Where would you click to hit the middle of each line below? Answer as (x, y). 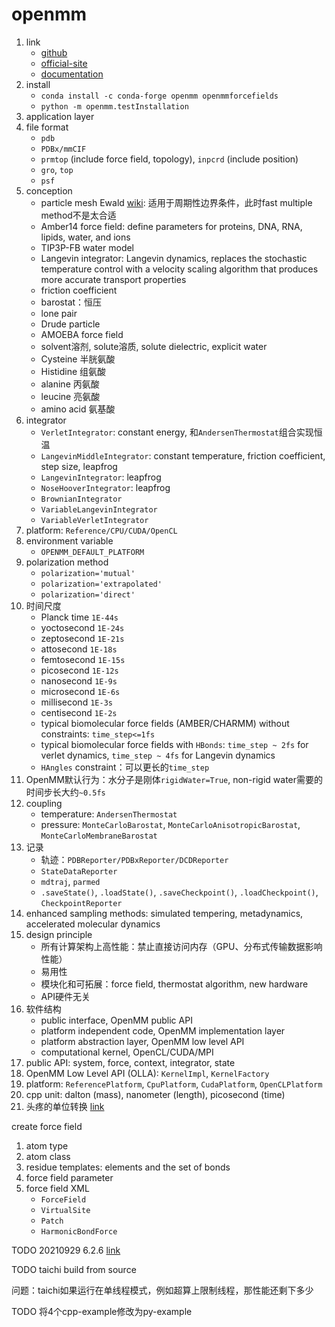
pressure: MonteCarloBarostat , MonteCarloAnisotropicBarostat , (170, 824)
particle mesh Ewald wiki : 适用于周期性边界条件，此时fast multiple (176, 202)
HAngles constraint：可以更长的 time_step (125, 767)
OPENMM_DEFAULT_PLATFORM (92, 552)
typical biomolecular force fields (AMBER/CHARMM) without (165, 723)
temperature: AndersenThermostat (109, 814)
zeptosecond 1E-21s (82, 638)
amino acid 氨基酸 (78, 409)
